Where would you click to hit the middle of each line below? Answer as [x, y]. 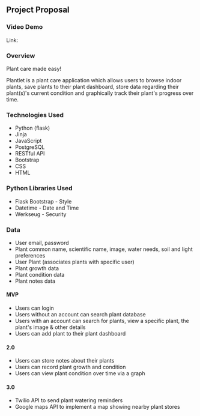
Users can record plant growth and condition [70, 367]
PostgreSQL [30, 147]
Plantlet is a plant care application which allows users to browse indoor [94, 80]
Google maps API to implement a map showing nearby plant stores [97, 407]
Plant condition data [40, 274]
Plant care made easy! [34, 68]
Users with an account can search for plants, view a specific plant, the [102, 321]
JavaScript [28, 141]
